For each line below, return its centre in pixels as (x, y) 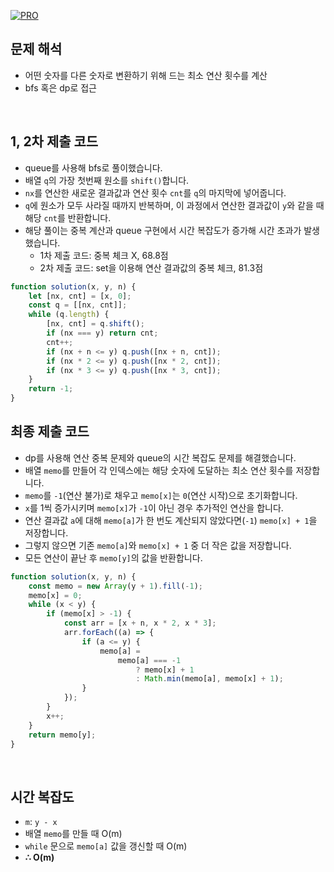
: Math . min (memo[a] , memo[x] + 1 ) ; (209, 679)
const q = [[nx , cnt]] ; (78, 305)
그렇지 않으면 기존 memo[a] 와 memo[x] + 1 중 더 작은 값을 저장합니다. (158, 545)
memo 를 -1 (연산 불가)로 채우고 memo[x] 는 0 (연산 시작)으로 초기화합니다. (161, 495)
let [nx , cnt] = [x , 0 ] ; (80, 296)
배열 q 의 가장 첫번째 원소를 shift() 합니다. (107, 180)
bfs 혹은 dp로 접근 (60, 87)
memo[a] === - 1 (149, 660)
